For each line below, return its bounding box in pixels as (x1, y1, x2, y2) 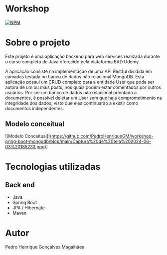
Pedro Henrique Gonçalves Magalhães (5, 244, 85, 250)
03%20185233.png (5, 143, 45, 149)
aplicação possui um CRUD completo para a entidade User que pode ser (5, 79, 155, 85)
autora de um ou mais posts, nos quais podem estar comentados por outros (5, 84, 161, 90)
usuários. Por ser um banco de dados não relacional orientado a (5, 89, 137, 95)
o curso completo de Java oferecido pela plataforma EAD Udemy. (5, 58, 140, 65)
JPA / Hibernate (12, 205, 45, 211)
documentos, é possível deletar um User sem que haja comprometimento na (5, 95, 162, 101)
